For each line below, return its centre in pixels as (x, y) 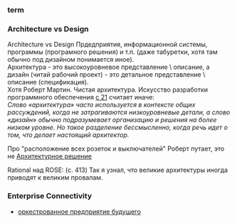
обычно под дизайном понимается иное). (71, 60)
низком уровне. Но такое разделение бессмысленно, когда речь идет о (117, 127)
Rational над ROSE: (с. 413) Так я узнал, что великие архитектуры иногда (118, 170)
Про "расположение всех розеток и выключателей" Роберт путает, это (116, 149)
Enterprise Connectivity (50, 196)
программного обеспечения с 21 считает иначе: (81, 97)
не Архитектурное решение (50, 156)
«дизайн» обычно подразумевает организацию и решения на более (112, 120)
